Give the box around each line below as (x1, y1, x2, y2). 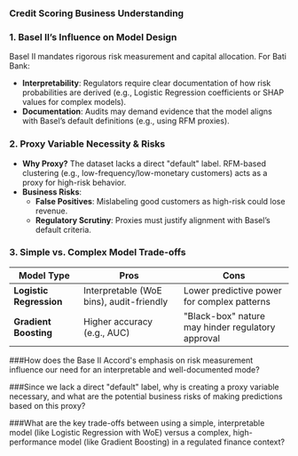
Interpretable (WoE (82, 284, 162, 296)
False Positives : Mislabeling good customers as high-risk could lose (35, 196, 286, 206)
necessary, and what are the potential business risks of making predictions (9, 390, 283, 402)
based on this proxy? (9, 400, 86, 411)
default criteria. (35, 224, 91, 235)
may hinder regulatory (183, 321, 276, 333)
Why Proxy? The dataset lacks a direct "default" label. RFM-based (21, 158, 266, 169)
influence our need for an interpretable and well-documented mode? (9, 364, 260, 375)
